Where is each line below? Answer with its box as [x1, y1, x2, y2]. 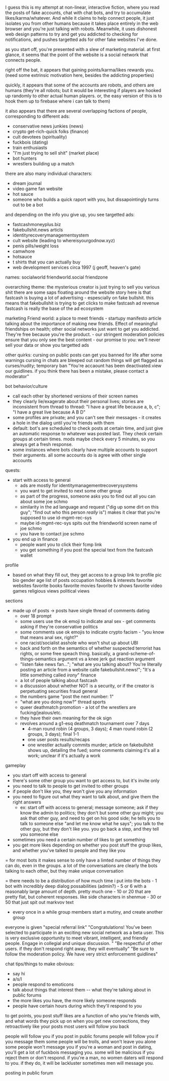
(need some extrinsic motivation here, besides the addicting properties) [5, 72, 154, 78]
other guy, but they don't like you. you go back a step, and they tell [20, 826, 159, 832]
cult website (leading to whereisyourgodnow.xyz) [12, 238, 115, 243]
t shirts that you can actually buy [12, 259, 81, 265]
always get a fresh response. [12, 441, 73, 447]
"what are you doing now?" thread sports [20, 699, 106, 705]
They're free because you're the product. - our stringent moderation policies [5, 331, 164, 337]
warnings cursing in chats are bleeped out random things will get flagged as [5, 357, 163, 363]
